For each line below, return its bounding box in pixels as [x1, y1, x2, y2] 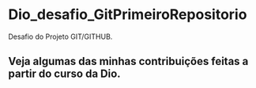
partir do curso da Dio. [8, 67, 121, 81]
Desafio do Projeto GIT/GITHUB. [8, 32, 113, 41]
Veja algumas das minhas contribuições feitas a [8, 55, 249, 68]
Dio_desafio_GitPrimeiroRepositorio [8, 6, 247, 24]
